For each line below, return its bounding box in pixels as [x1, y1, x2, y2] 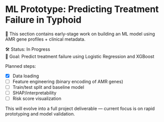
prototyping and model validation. [5, 111, 75, 117]
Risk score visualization [12, 95, 61, 101]
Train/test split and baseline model [12, 84, 85, 90]
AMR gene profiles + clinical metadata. [5, 36, 86, 42]
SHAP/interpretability [12, 90, 57, 96]
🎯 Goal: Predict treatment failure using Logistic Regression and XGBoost [5, 53, 154, 59]
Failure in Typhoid [5, 14, 81, 26]
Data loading [12, 73, 39, 79]
